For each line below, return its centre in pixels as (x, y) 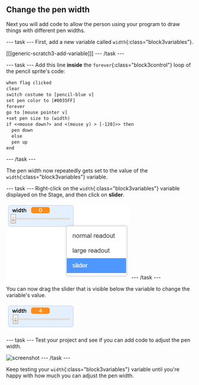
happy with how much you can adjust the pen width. (70, 376)
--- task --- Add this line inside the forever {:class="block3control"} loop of (99, 65)
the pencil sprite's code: (36, 71)
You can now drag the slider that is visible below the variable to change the (98, 289)
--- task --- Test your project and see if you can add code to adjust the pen (98, 340)
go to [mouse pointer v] (37, 112)
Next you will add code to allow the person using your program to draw (93, 24)
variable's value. (26, 295)
